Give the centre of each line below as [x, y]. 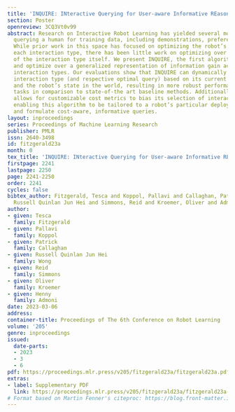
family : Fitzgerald [42, 222]
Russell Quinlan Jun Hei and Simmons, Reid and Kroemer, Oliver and [115, 203]
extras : [19, 378]
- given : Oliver [31, 281]
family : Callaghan [41, 248]
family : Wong [33, 261]
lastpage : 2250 [29, 170]
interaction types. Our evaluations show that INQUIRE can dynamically [120, 72]
